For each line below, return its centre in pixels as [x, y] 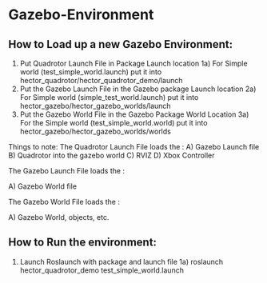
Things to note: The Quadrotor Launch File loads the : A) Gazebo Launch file [134, 147]
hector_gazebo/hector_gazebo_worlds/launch [95, 106]
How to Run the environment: [83, 243]
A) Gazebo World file [43, 186]
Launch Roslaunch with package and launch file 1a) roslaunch [122, 261]
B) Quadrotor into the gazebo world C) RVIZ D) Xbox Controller [112, 155]
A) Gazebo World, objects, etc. [59, 217]
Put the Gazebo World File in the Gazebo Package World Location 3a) [134, 114]
